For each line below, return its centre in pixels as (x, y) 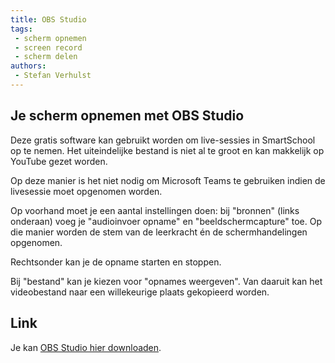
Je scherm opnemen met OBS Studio (127, 116)
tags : (21, 29)
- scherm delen (46, 57)
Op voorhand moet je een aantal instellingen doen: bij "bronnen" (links (155, 210)
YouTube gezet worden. (59, 161)
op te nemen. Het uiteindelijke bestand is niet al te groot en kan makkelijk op (167, 150)
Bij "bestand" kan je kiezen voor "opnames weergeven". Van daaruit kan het (166, 281)
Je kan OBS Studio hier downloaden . (86, 347)
